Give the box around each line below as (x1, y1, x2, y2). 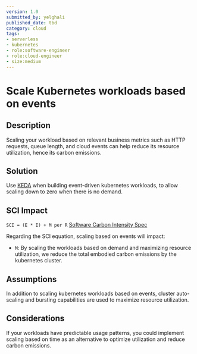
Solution (6, 166, 38, 176)
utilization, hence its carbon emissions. (6, 149, 102, 156)
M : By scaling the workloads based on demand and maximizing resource (14, 245, 192, 252)
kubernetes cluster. (14, 257, 62, 264)
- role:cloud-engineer (6, 53, 62, 59)
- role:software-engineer (6, 48, 70, 54)
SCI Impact (6, 205, 48, 215)
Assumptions (6, 274, 57, 284)
